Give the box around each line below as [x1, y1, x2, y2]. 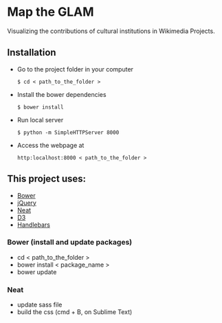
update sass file [16, 300, 63, 309]
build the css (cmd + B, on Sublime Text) [16, 308, 133, 316]
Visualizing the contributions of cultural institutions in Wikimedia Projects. [7, 27, 215, 35]
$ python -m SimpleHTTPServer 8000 [16, 129, 120, 136]
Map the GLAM [7, 4, 94, 20]
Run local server [16, 115, 64, 124]
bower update [16, 267, 57, 276]
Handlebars [16, 221, 50, 229]
